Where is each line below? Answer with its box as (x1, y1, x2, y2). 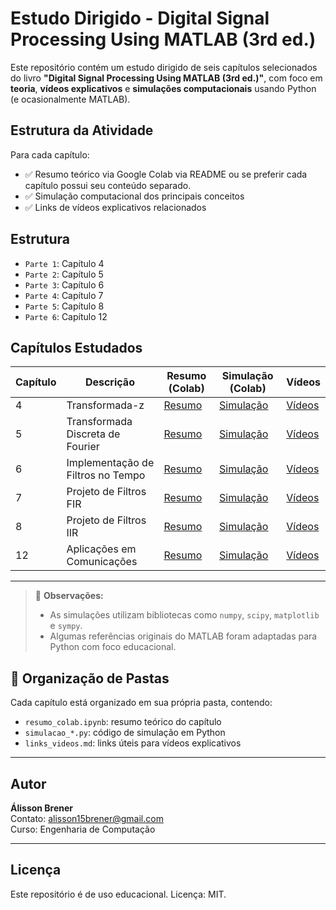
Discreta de (66, 427, 121, 441)
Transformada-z (66, 398, 145, 412)
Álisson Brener (10, 802, 74, 814)
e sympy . (49, 620, 83, 632)
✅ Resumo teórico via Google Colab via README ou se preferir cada (24, 168, 308, 180)
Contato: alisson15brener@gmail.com (10, 813, 164, 824)
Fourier (66, 440, 100, 454)
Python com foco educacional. (49, 641, 177, 653)
